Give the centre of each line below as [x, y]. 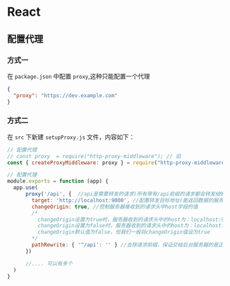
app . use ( [26, 188]
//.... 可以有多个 [49, 263]
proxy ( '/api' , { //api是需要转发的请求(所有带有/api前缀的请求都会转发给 [123, 194]
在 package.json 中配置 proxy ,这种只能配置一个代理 [79, 76]
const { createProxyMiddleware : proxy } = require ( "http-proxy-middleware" [117, 162]
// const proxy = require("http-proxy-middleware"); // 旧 [94, 156]
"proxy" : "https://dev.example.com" [65, 95]
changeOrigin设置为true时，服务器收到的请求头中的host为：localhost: [129, 220]
